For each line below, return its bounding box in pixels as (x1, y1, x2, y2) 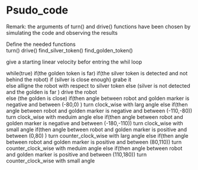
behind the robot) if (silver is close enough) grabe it (6, 76, 132, 83)
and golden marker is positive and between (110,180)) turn (6, 151, 147, 158)
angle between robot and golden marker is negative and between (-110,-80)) (6, 107, 193, 114)
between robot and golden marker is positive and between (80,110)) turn (6, 138, 182, 145)
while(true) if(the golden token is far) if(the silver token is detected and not (6, 69, 188, 76)
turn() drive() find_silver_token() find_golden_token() (6, 46, 133, 54)
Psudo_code (6, 4, 69, 17)
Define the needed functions (6, 41, 76, 48)
